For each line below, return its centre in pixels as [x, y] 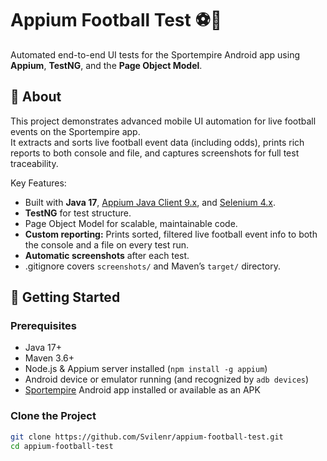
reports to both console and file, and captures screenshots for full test [155, 153]
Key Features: [38, 183]
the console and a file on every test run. [107, 244]
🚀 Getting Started [65, 297]
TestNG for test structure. [78, 213]
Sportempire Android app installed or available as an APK [142, 390]
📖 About [36, 97]
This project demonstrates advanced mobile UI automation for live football [163, 121]
